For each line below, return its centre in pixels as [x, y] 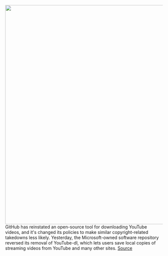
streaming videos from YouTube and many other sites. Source [69, 248]
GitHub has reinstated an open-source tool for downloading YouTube [76, 227]
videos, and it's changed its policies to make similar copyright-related [77, 232]
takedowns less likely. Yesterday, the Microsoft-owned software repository [82, 237]
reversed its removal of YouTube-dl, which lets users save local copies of [80, 243]
